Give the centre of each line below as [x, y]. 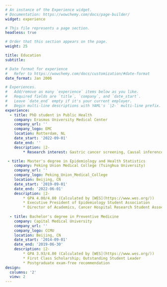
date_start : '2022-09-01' [41, 138]
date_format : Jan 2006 [29, 78]
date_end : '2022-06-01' [39, 189]
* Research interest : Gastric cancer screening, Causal [82, 152]
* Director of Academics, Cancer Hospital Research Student [86, 207]
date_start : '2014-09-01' [41, 240]
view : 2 [18, 277]
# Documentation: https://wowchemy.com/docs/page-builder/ [68, 14]
